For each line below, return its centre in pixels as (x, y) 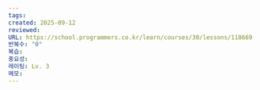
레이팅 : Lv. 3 (29, 67)
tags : (17, 15)
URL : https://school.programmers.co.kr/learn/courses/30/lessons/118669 (130, 37)
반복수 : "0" (25, 45)
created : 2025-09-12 (42, 23)
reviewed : (24, 30)
